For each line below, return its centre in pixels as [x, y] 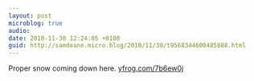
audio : [19, 30]
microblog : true [35, 23]
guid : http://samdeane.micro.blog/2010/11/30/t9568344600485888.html [127, 46]
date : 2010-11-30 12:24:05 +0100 [64, 38]
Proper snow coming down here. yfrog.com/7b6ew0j [96, 68]
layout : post [30, 16]
